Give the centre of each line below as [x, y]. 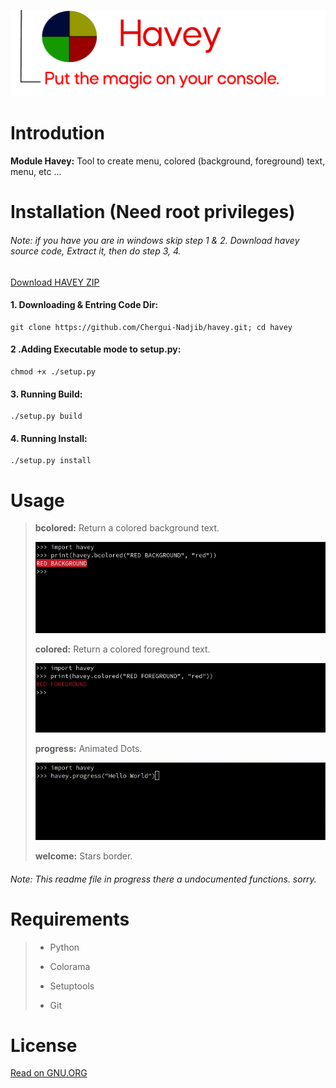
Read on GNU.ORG [49, 1073]
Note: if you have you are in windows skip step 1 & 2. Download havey [155, 241]
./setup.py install [51, 461]
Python [64, 947]
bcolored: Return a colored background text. [127, 528]
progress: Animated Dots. [88, 748]
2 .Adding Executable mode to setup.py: [96, 349]
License [44, 1045]
